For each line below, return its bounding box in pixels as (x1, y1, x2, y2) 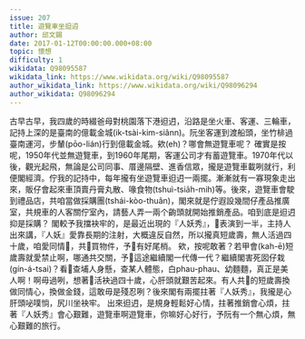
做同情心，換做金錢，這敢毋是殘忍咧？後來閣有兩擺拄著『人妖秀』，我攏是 (9, 285, 284, 296)
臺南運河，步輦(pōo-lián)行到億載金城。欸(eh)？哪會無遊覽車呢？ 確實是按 (9, 138, 287, 149)
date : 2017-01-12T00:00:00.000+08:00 (9, 38, 152, 48)
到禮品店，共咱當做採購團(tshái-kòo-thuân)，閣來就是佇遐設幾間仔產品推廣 (9, 194, 290, 205)
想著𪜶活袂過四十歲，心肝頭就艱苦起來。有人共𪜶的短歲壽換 (72, 274, 290, 285)
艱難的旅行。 (16, 320, 65, 331)
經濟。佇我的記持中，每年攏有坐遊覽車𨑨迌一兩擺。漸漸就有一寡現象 (25, 172, 280, 183)
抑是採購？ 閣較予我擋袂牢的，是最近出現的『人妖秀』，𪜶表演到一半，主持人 (9, 217, 292, 228)
